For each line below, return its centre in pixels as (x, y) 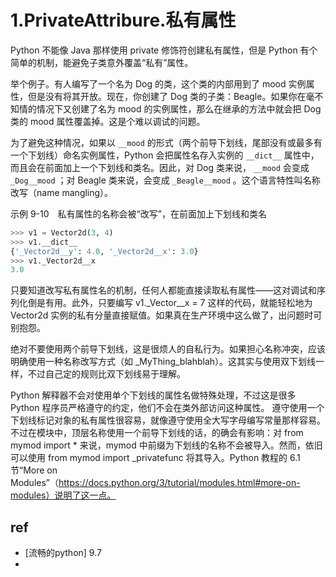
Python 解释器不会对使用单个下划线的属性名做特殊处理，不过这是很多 (153, 395)
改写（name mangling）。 (62, 192)
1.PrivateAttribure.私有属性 (123, 20)
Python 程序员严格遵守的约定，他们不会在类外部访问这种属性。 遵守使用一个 (167, 408)
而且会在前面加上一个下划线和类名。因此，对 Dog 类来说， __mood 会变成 (160, 167)
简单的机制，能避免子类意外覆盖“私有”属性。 (102, 62)
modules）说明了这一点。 (63, 495)
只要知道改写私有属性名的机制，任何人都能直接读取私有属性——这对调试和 (163, 290)
